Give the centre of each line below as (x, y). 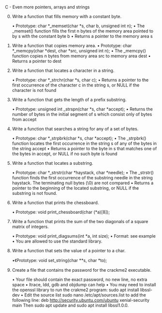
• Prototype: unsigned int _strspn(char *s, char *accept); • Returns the (82, 109)
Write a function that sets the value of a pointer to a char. (69, 251)
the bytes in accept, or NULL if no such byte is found (65, 154)
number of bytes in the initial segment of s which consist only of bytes (82, 114)
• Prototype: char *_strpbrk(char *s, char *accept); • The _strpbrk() (79, 138)
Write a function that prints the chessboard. (55, 203)
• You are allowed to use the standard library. (57, 241)
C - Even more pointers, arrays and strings (47, 7)
